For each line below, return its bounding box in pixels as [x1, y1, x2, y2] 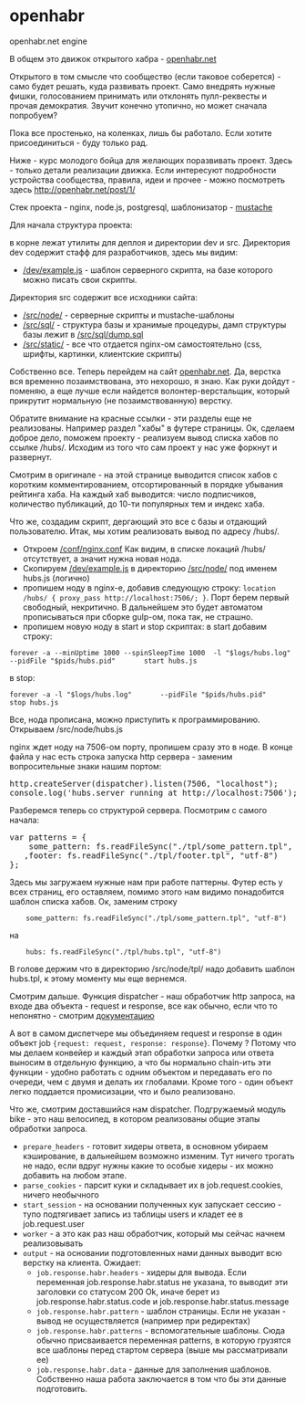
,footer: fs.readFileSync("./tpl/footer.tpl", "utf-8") [24, 850, 280, 861]
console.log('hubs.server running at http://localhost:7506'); [9, 787, 298, 798]
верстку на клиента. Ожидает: [22, 1257, 141, 1268]
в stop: [9, 672, 36, 683]
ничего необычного [22, 1188, 100, 1200]
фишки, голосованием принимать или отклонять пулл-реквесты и [9, 90, 267, 101]
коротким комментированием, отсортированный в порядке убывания [9, 478, 284, 489]
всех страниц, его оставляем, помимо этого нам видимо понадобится [9, 886, 285, 897]
